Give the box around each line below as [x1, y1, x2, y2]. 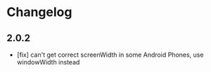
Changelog [6, 4, 72, 20]
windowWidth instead [16, 58, 80, 66]
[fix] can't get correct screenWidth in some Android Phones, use [16, 50, 204, 59]
